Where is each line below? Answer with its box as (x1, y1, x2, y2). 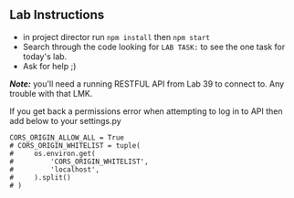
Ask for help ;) (22, 60, 77, 71)
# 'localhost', (9, 164, 100, 174)
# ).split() (9, 172, 71, 182)
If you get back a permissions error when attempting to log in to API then (9, 105, 283, 117)
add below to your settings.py (9, 115, 121, 126)
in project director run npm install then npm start (22, 31, 210, 42)
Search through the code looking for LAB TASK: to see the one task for (22, 41, 286, 52)
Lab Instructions (9, 7, 105, 23)
